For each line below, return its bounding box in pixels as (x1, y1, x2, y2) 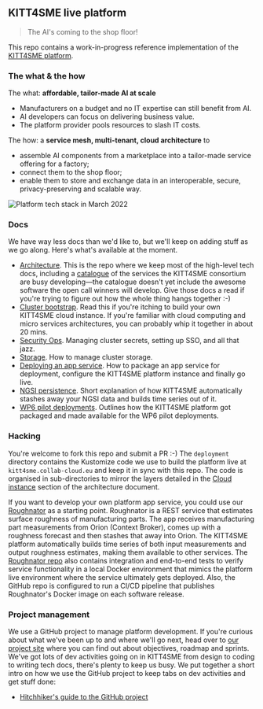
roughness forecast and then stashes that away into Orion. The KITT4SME (8, 530, 249, 540)
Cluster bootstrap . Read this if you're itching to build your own (19, 302, 221, 312)
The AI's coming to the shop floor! (27, 27, 138, 36)
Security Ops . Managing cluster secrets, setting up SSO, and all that (19, 336, 239, 345)
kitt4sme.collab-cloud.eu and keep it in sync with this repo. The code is (8, 465, 243, 475)
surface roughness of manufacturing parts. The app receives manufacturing (8, 514, 255, 523)
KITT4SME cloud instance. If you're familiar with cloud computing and (19, 311, 246, 320)
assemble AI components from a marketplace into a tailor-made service (19, 151, 251, 161)
